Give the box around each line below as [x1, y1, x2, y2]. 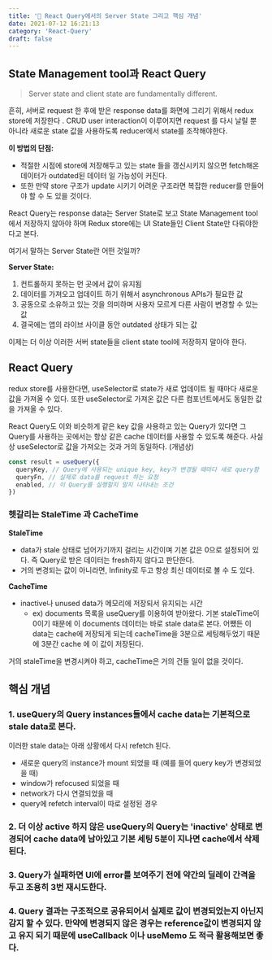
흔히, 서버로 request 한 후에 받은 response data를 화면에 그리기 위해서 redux [8, 106, 254, 116]
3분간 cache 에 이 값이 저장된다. [41, 639, 145, 648]
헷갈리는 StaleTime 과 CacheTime [8, 509, 139, 521]
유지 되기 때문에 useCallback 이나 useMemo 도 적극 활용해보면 [17, 930, 254, 940]
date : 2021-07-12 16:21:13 [8, 20, 100, 28]
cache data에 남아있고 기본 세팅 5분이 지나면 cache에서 [33, 833, 243, 844]
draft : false [8, 34, 53, 43]
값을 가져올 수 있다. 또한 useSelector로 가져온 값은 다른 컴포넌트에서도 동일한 [8, 394, 254, 404]
